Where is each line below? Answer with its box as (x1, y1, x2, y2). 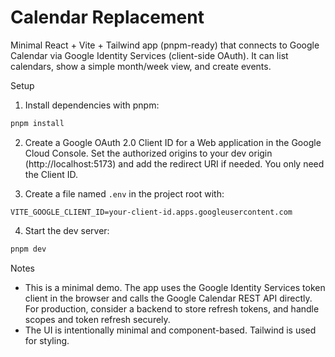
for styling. (24, 334, 70, 346)
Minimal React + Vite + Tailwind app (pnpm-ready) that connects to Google (10, 39, 320, 51)
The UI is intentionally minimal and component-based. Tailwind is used (24, 324, 317, 336)
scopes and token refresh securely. (24, 313, 171, 325)
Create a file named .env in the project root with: (24, 187, 225, 200)
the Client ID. (24, 168, 78, 180)
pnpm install (10, 118, 65, 128)
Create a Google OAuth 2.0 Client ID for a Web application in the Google (24, 136, 322, 148)
